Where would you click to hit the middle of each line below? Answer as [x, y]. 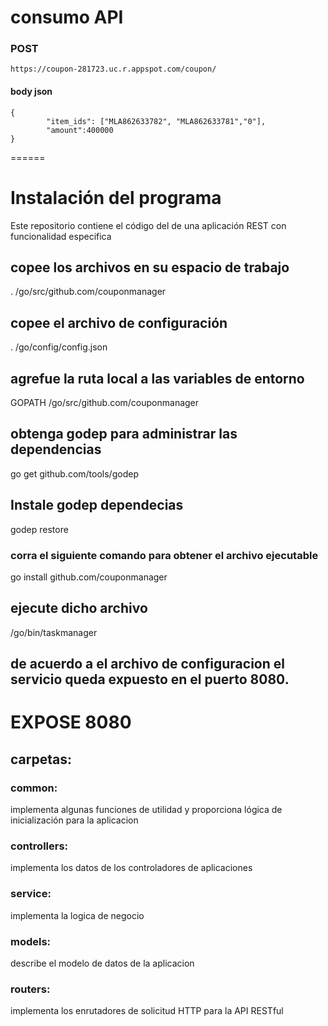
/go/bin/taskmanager [54, 632]
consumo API [67, 17]
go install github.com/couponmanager [89, 577]
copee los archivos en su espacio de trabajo [150, 267]
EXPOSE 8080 [71, 722]
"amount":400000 [80, 130]
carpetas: [41, 759]
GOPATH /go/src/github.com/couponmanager [105, 403]
